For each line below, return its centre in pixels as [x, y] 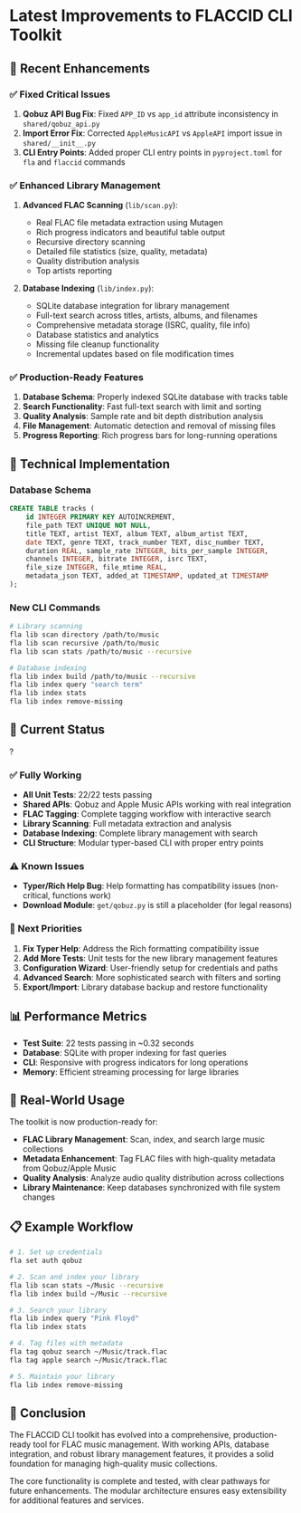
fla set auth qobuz [46, 1261]
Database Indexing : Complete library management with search [140, 833]
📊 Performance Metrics [78, 1016]
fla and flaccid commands [74, 162]
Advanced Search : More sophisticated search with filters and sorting [152, 977]
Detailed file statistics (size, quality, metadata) [122, 252]
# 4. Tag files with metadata [66, 1344]
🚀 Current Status [57, 730]
